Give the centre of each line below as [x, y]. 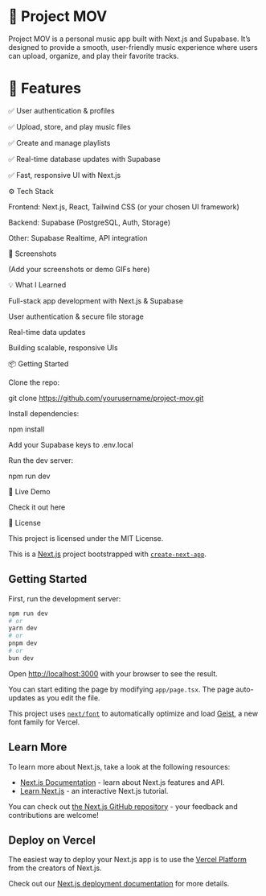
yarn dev [23, 628]
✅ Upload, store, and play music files [70, 126]
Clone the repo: [34, 382]
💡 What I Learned [37, 284]
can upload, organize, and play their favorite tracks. [94, 56]
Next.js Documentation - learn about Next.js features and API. [122, 782]
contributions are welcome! [53, 815]
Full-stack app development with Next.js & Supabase [96, 300]
